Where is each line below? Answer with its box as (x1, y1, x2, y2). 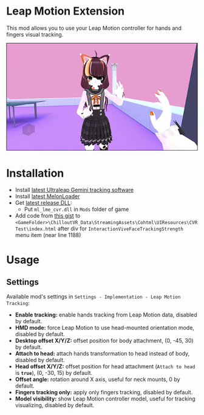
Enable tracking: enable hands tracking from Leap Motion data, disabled (15, 311, 197, 318)
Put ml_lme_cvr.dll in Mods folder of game (24, 205, 129, 213)
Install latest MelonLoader (15, 193, 80, 200)
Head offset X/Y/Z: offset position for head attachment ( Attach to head (15, 363, 195, 370)
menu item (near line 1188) (15, 232, 81, 239)
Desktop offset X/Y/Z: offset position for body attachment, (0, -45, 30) (15, 337, 194, 345)
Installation (6, 166, 64, 180)
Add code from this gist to (15, 212, 81, 219)
